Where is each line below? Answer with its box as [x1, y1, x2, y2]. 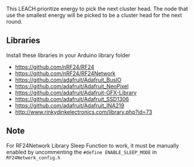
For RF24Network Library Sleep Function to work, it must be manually [6, 142, 180, 149]
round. [6, 18, 23, 25]
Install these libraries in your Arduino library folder [6, 51, 131, 59]
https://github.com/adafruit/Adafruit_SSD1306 [14, 95, 130, 102]
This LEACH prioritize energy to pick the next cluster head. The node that [6, 5, 189, 12]
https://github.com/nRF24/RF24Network [14, 70, 116, 77]
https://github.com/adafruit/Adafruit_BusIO [14, 76, 122, 83]
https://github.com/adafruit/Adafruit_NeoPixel [14, 82, 129, 90]
